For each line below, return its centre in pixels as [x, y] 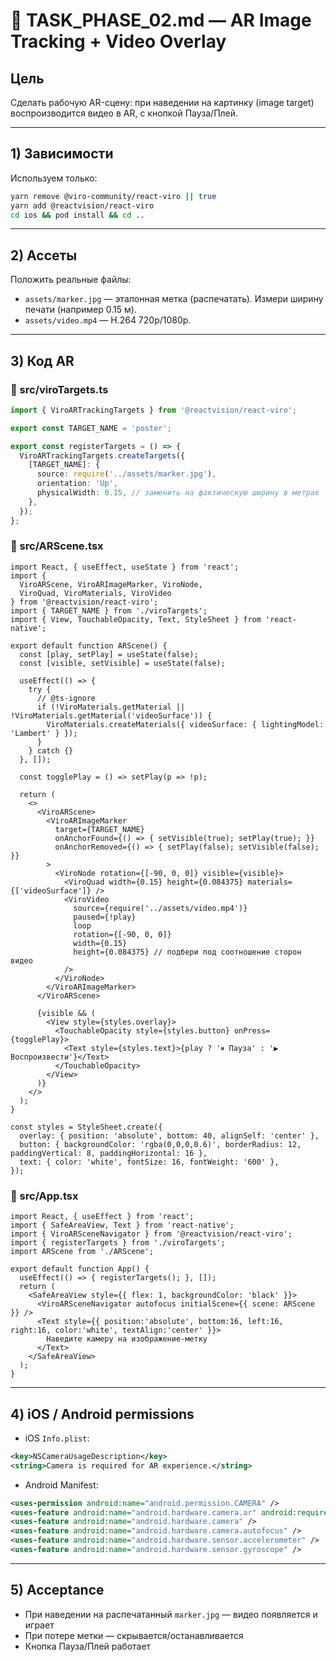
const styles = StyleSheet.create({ [86, 1127]
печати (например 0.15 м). [80, 310]
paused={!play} [105, 917]
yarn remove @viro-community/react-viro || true [113, 196]
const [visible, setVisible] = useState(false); [122, 663]
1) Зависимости [62, 154]
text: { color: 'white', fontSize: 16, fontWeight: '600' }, [149, 1162]
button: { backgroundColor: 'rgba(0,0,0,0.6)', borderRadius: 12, [160, 1144]
